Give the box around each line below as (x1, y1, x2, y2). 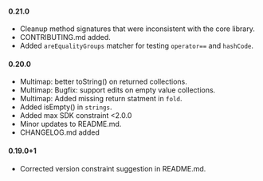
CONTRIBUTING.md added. (19, 33, 112, 42)
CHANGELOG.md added (19, 128, 100, 137)
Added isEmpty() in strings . (19, 102, 112, 112)
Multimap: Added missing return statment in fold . (19, 94, 183, 104)
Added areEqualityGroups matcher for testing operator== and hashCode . (19, 41, 253, 51)
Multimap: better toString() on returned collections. (19, 77, 187, 87)
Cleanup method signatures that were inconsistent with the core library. (19, 24, 255, 33)
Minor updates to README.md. (19, 120, 122, 129)
